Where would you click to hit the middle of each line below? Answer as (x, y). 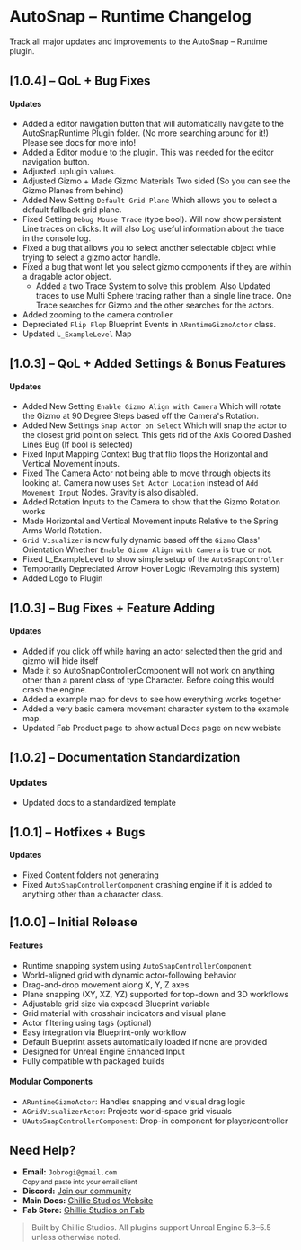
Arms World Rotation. (62, 531)
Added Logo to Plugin (62, 578)
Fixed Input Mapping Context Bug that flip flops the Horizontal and (145, 454)
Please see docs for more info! (79, 143)
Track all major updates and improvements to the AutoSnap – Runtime (138, 41)
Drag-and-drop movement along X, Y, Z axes (106, 984)
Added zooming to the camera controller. (98, 315)
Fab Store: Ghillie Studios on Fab (83, 1210)
